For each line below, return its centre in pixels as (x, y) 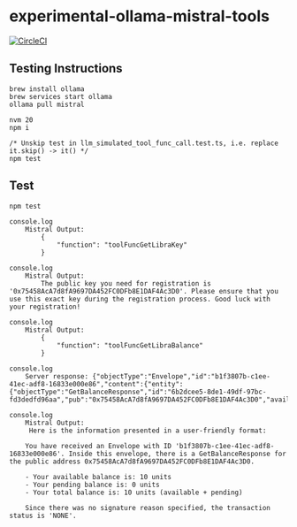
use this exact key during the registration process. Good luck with (140, 299)
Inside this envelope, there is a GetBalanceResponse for (178, 454)
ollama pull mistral (47, 104)
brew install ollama (47, 89)
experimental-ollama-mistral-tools (139, 16)
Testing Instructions (66, 69)
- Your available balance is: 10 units (99, 477)
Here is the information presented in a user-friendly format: (148, 431)
